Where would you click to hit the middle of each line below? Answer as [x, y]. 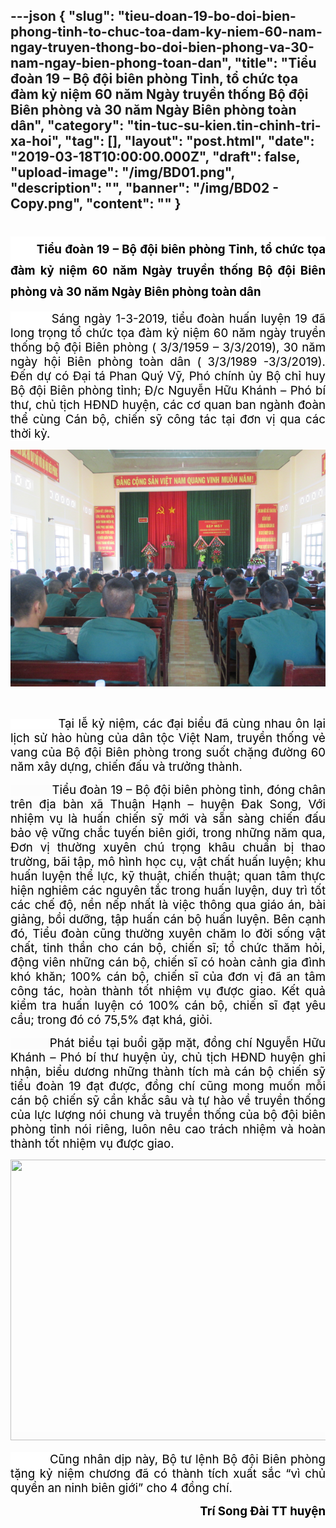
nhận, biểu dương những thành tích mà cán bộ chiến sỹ [168, 1071]
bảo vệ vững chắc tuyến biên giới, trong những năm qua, [168, 833]
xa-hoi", [36, 141]
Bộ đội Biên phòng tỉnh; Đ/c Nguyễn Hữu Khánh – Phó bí [168, 391]
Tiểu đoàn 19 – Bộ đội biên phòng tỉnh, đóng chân [188, 790]
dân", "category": [67, 125]
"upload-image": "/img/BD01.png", [122, 172]
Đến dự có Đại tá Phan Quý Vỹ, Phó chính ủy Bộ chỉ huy [168, 376]
